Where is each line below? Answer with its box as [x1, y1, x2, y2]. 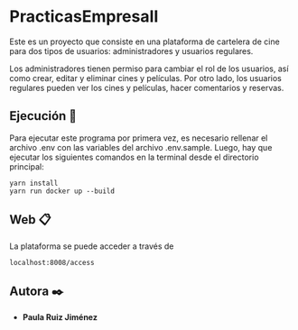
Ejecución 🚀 [9, 108, 78, 124]
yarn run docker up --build [9, 187, 116, 196]
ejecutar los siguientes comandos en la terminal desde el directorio [9, 151, 259, 162]
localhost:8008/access [9, 258, 95, 267]
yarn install [9, 179, 59, 188]
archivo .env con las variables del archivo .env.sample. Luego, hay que [9, 142, 273, 152]
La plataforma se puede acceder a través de [9, 241, 174, 252]
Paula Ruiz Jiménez [22, 312, 98, 323]
